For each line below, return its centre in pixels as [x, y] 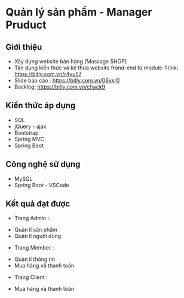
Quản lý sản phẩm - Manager [79, 12]
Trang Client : [31, 277]
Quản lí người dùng [38, 236]
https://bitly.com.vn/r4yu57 [48, 74]
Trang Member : [34, 248]
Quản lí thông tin [34, 259]
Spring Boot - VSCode [42, 185]
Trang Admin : [32, 218]
